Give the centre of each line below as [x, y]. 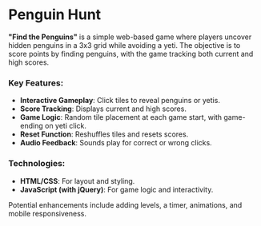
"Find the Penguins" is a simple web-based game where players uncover [130, 37]
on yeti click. [65, 126]
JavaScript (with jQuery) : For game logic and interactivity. [116, 189]
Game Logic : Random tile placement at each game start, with [121, 117]
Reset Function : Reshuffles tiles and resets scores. [104, 134]
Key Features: [36, 83]
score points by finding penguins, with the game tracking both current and [131, 54]
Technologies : [37, 164]
